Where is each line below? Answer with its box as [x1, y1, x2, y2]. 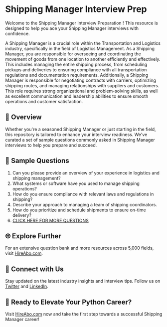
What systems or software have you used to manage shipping [12, 180, 140, 186]
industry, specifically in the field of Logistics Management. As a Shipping [5, 45, 155, 51]
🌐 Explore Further [5, 232, 61, 240]
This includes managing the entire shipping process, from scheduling [5, 61, 148, 67]
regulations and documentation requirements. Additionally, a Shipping [5, 72, 149, 78]
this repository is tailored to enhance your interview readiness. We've [5, 131, 148, 138]
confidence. [5, 30, 30, 36]
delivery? [12, 212, 31, 218]
